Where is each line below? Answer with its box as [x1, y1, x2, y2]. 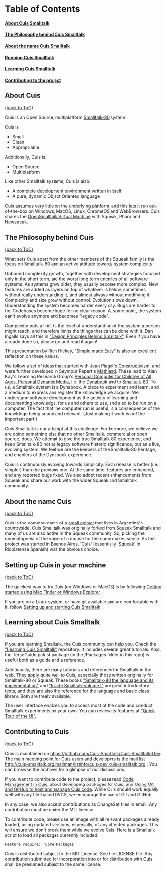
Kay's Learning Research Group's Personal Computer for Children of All [5, 374, 151, 380]
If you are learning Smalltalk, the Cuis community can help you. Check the [5, 641, 157, 647]
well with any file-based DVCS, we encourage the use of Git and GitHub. [5, 791, 153, 797]
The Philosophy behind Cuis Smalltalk [5, 31, 85, 38]
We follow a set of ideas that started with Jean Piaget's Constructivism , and [5, 363, 160, 369]
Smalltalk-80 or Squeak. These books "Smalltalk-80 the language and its [5, 677, 154, 683]
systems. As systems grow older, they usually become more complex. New [5, 281, 159, 287]
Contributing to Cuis [5, 727, 69, 736]
